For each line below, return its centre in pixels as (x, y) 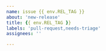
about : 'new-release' (33, 17)
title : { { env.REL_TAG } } (39, 23)
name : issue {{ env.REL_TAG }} (45, 12)
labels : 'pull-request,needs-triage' (54, 28)
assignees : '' (24, 34)
